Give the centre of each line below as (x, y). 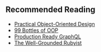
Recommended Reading (50, 10)
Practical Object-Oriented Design (54, 24)
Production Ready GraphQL (48, 36)
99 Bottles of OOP (36, 30)
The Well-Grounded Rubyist (48, 43)
